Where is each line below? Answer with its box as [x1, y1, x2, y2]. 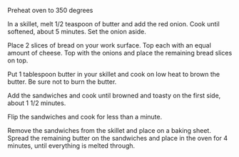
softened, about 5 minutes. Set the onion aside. [7, 28, 146, 36]
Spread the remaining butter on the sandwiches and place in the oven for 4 [7, 134, 228, 142]
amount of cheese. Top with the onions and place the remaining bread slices [7, 49, 233, 57]
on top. [7, 56, 29, 65]
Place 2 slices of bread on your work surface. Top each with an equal [7, 41, 212, 49]
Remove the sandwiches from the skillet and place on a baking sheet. [7, 126, 212, 134]
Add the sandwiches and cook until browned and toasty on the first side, [7, 92, 221, 99]
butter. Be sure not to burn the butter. [7, 77, 117, 86]
